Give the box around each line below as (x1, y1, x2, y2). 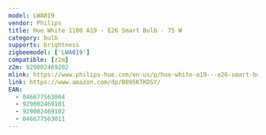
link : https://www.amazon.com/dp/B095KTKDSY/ (8, 78, 161, 86)
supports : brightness (8, 41, 80, 49)
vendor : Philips (8, 19, 62, 27)
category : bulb (8, 33, 59, 42)
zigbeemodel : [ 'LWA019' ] (8, 48, 90, 56)
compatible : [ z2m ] (8, 56, 69, 64)
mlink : (8, 71, 30, 79)
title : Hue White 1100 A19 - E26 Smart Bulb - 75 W (8, 26, 182, 34)
